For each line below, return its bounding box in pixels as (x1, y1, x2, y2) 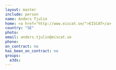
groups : (5, 53, 21, 58)
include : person (5, 12, 39, 17)
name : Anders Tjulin (5, 16, 48, 21)
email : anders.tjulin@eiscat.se (5, 35, 72, 40)
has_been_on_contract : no (5, 48, 58, 53)
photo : (5, 30, 19, 35)
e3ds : (9, 58, 21, 63)
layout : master (5, 7, 37, 12)
